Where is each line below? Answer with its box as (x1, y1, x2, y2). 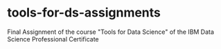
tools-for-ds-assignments (7, 5, 161, 21)
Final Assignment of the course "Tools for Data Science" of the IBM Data (7, 28, 215, 36)
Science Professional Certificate (7, 35, 99, 43)
